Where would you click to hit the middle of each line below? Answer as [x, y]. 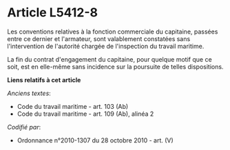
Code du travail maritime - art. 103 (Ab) [73, 106]
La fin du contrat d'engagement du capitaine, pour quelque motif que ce [109, 59]
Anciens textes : [29, 93]
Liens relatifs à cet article [44, 79]
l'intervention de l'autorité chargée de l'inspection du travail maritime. [106, 46]
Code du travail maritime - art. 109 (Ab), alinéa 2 [85, 114]
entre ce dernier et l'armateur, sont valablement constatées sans [99, 38]
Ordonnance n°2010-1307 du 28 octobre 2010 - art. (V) [95, 140]
